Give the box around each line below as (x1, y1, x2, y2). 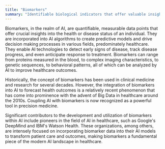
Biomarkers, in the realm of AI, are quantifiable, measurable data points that (5, 25, 158, 31)
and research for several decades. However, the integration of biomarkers (5, 82, 155, 88)
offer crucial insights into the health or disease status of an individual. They (5, 30, 157, 36)
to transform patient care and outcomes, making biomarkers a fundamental (5, 133, 157, 139)
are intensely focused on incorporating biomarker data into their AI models (5, 128, 156, 134)
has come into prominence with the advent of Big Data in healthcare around (5, 92, 158, 98)
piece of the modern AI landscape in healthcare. (5, 138, 103, 144)
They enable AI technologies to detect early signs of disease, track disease (5, 46, 157, 52)
